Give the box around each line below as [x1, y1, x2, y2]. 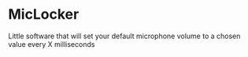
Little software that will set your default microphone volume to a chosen [8, 31, 241, 41]
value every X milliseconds [8, 39, 95, 48]
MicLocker [8, 5, 80, 23]
